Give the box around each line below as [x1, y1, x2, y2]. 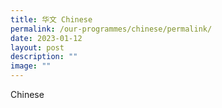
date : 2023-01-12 [10, 33, 83, 43]
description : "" [10, 52, 78, 62]
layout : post [10, 42, 65, 53]
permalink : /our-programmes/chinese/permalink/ [10, 24, 213, 34]
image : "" [10, 61, 52, 71]
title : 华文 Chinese [10, 14, 93, 25]
